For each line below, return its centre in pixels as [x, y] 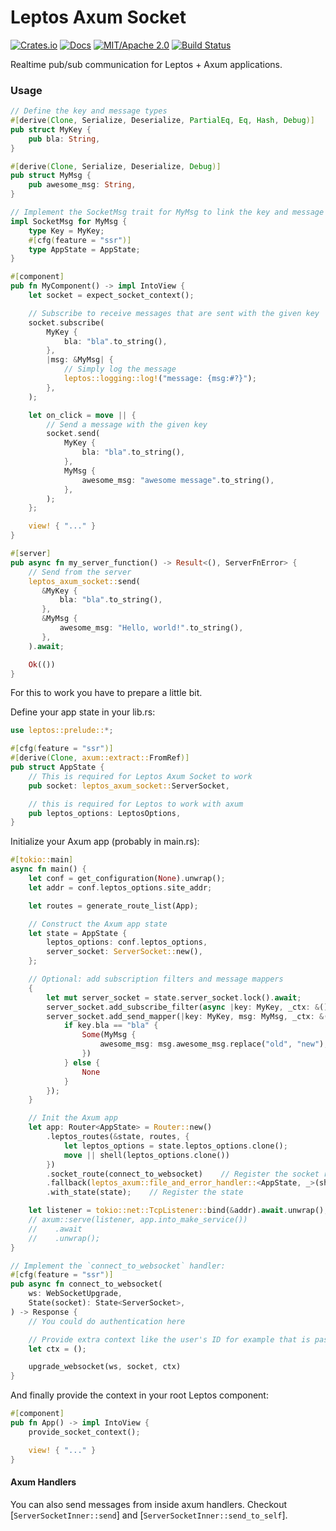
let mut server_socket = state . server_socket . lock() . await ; [174, 997]
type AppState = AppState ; [84, 249]
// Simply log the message [120, 369]
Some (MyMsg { [109, 1035]
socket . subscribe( [66, 322]
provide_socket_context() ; [84, 1432]
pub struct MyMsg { [51, 176]
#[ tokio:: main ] [42, 860]
